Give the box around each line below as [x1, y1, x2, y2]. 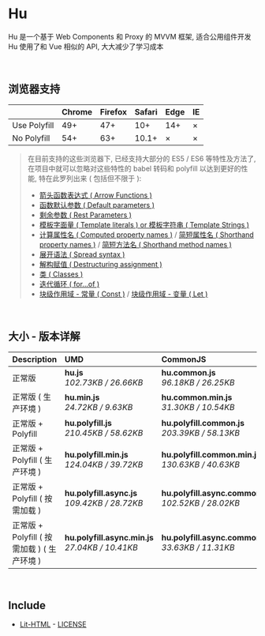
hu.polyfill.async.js [64, 487, 138, 499]
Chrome [62, 106, 93, 117]
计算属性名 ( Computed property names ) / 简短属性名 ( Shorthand [39, 230, 254, 239]
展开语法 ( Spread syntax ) [39, 250, 125, 259]
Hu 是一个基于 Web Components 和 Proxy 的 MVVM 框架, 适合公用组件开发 [8, 32, 252, 41]
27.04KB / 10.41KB [64, 542, 138, 553]
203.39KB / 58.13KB [161, 427, 241, 438]
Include [8, 598, 46, 612]
